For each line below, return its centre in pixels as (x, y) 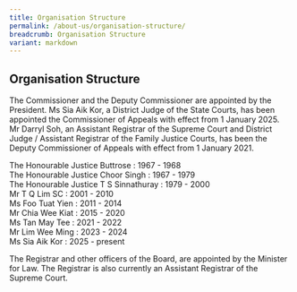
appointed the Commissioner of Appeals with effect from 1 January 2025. (144, 120)
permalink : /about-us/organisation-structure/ (98, 26)
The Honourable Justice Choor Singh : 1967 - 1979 (102, 175)
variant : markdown (43, 43)
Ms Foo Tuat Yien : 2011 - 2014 (66, 203)
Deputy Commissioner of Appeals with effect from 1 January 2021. (132, 148)
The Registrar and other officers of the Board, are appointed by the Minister (148, 259)
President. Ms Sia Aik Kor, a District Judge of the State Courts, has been (142, 110)
